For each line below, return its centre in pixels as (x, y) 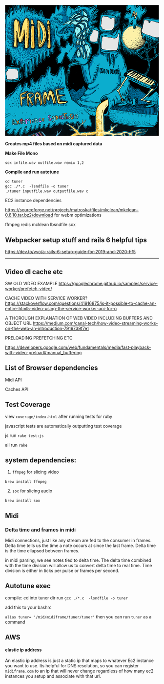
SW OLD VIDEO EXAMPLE (31, 283)
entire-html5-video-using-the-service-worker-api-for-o (61, 308)
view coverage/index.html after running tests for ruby (59, 416)
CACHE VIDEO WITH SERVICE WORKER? (46, 298)
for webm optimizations (78, 215)
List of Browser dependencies (52, 368)
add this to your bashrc (29, 607)
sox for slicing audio (32, 491)
